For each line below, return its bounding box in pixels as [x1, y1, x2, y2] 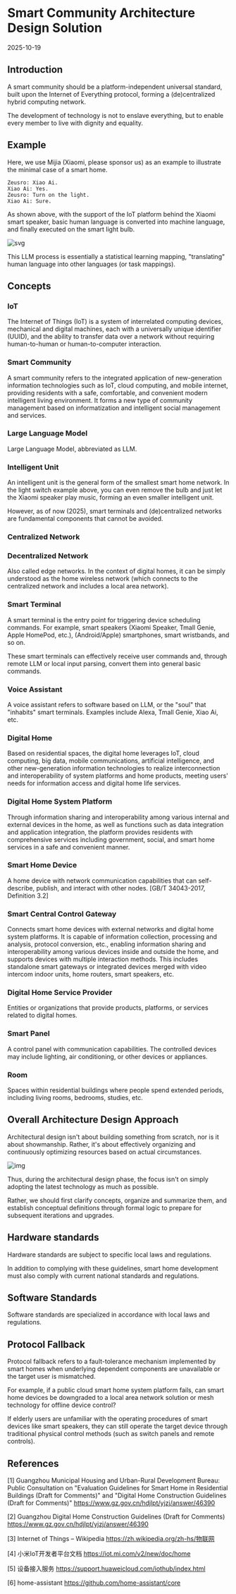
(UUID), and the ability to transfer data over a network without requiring [7, 332, 215, 341]
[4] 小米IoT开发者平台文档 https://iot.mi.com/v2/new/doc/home [7, 1550, 191, 1558]
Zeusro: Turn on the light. [7, 191, 90, 198]
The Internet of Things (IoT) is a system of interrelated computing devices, [7, 318, 223, 326]
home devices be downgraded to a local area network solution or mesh [7, 1394, 214, 1402]
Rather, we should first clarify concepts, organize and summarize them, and [7, 1196, 227, 1204]
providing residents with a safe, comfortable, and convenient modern [7, 388, 208, 397]
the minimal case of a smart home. [7, 165, 108, 174]
